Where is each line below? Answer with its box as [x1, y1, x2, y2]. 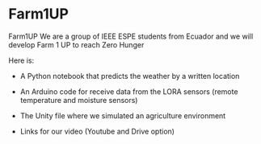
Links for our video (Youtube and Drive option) [19, 126, 175, 136]
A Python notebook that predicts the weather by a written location [19, 71, 240, 80]
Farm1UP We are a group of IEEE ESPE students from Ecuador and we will [8, 31, 254, 41]
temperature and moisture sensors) [19, 95, 138, 105]
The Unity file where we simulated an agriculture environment [19, 110, 226, 121]
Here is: [8, 56, 35, 65]
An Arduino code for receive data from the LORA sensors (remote [19, 86, 238, 97]
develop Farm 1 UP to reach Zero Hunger [8, 39, 145, 49]
